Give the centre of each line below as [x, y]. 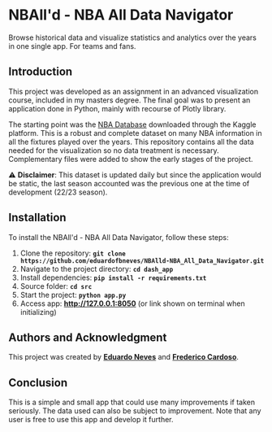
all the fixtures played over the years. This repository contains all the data [131, 142]
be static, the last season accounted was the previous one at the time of [129, 183]
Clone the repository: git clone [73, 253]
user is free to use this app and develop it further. [91, 420]
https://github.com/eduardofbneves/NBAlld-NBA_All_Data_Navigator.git [142, 261]
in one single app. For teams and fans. [72, 46]
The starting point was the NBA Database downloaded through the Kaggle [132, 124]
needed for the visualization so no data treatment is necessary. [114, 150]
